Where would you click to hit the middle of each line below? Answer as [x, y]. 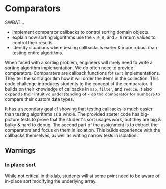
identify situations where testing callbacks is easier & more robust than [84, 47]
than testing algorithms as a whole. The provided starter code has [72, 114]
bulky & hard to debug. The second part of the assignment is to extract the [81, 125]
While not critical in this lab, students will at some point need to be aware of [82, 176]
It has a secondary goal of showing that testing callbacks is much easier [79, 109]
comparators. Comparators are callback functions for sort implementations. [83, 73]
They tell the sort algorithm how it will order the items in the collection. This [82, 78]
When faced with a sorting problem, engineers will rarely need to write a [79, 62]
